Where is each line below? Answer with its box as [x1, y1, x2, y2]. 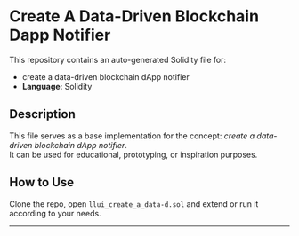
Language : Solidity [21, 81, 93, 91]
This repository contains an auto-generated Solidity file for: [9, 54, 227, 65]
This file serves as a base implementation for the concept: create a [9, 130, 255, 141]
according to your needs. [9, 208, 101, 218]
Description [9, 106, 76, 122]
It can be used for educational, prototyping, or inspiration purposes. [9, 149, 258, 160]
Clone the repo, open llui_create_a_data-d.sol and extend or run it [9, 198, 259, 209]
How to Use [9, 175, 75, 190]
